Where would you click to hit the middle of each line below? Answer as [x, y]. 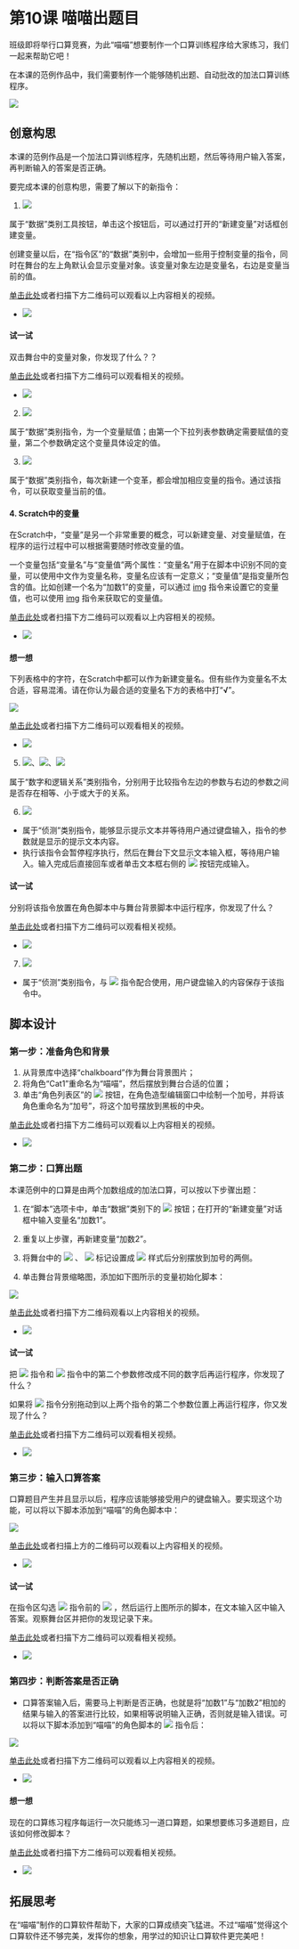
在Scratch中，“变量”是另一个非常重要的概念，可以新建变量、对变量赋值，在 [148, 534]
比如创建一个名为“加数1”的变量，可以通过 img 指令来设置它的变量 [159, 587]
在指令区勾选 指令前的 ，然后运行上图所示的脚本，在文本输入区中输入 [147, 1608]
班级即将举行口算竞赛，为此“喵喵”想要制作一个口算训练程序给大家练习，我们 [149, 45]
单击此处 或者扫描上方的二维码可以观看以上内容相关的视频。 [118, 1545]
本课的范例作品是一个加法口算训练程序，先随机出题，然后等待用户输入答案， [149, 156]
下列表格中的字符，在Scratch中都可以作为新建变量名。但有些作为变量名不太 [148, 679]
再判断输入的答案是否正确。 [60, 167]
